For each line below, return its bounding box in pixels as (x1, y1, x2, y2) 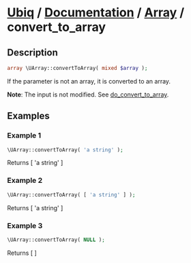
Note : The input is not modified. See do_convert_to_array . (7, 90, 169, 99)
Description (7, 47, 58, 58)
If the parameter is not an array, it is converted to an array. (7, 77, 171, 85)
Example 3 (7, 221, 43, 230)
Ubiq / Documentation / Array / (7, 5, 185, 21)
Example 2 (7, 176, 43, 186)
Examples (7, 110, 50, 122)
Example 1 (7, 131, 42, 140)
